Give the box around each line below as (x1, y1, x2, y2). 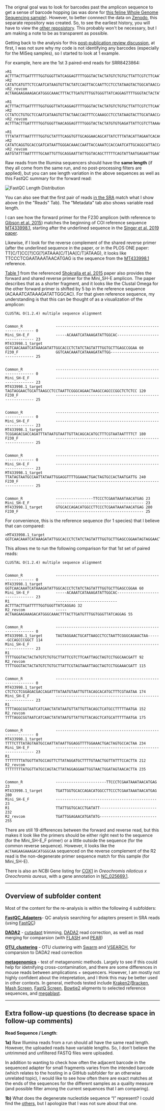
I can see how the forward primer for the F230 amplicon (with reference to (5, 215, 156, 220)
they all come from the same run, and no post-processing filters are (5, 165, 142, 171)
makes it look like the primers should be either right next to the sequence (5, 833, 153, 838)
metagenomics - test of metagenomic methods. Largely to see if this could (5, 959, 158, 965)
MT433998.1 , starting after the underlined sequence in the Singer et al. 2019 (5, 225, 160, 231)
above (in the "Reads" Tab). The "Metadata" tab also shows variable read (5, 200, 154, 206)
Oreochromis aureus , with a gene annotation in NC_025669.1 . (5, 873, 129, 879)
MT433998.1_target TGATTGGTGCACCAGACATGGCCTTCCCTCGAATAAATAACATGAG (5, 788, 157, 793)
